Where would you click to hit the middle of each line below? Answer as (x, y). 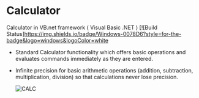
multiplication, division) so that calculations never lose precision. (97, 77)
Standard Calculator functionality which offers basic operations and (100, 52)
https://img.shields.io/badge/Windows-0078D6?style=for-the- (103, 33)
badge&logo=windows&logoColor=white (58, 40)
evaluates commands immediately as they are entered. (84, 58)
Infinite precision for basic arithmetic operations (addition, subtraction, (104, 70)
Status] (15, 33)
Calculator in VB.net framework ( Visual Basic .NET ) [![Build (82, 27)
